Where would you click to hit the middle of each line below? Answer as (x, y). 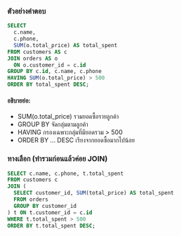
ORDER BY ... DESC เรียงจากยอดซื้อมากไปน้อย (76, 140)
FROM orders (31, 199)
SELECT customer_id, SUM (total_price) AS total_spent (94, 193)
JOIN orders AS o (33, 58)
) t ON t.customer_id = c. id (50, 212)
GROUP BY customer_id (45, 206)
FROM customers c (33, 180)
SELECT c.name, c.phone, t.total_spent (66, 173)
